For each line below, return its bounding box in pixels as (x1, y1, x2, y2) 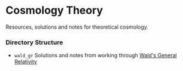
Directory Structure (5, 38, 63, 47)
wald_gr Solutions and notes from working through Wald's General (14, 52, 177, 59)
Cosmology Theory (5, 4, 103, 17)
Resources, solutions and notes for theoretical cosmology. (5, 23, 148, 30)
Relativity (14, 58, 37, 66)
